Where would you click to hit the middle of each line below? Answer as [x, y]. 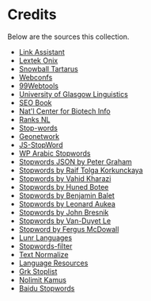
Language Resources [53, 263]
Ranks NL [34, 119]
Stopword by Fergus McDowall [69, 229]
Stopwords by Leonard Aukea [67, 203]
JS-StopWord [41, 145]
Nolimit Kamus [42, 280]
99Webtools [38, 86]
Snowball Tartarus [48, 68]
